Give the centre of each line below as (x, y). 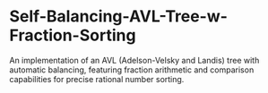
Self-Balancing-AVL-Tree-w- (119, 17)
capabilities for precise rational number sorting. (97, 79)
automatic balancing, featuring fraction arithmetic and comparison (132, 70)
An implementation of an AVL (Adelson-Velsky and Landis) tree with (134, 60)
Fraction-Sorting (73, 35)
